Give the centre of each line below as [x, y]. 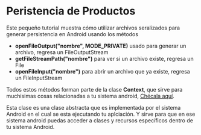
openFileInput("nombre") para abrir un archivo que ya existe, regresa [102, 71]
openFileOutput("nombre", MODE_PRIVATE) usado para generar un [101, 46]
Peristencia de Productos [71, 11]
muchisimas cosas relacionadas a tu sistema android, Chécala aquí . [91, 96]
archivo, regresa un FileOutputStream [62, 52]
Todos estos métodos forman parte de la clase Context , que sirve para [94, 89]
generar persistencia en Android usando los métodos [72, 34]
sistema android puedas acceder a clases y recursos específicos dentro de [100, 120]
